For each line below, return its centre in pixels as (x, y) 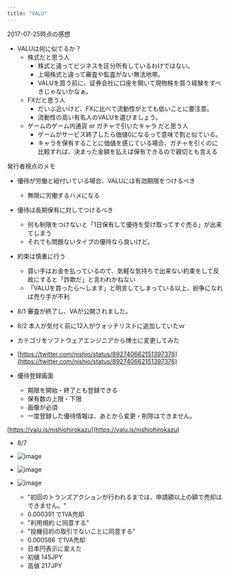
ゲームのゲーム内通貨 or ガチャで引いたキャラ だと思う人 (108, 126)
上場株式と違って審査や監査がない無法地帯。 (101, 74)
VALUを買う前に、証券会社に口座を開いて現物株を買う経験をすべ (129, 82)
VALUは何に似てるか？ (49, 48)
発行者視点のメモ (31, 166)
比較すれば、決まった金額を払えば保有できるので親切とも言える (128, 151)
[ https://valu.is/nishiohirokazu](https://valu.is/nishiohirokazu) (93, 429)
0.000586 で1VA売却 (56, 540)
